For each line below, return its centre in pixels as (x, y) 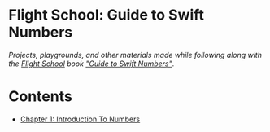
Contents (41, 97)
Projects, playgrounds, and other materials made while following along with (135, 55)
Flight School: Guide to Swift (107, 15)
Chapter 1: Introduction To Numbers (80, 119)
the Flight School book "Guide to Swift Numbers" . (91, 64)
